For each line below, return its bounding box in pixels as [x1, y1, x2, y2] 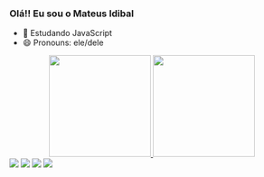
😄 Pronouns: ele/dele [22, 37, 104, 48]
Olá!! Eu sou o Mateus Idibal [9, 7, 134, 20]
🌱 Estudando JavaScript [22, 28, 113, 39]
